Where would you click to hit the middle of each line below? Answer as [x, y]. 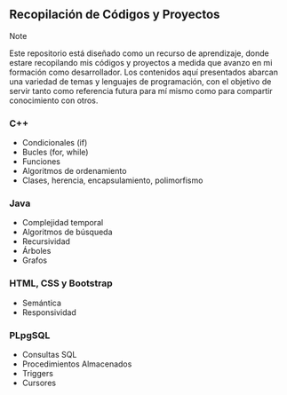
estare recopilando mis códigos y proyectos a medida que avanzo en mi [141, 62]
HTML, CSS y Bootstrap [61, 283]
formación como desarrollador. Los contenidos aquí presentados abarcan [143, 72]
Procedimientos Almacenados [77, 364]
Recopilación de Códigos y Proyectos [115, 15]
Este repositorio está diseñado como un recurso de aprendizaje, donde [139, 53]
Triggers [37, 373]
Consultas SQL [49, 355]
